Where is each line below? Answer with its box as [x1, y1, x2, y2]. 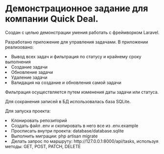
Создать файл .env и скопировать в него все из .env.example [11, 123, 139, 129]
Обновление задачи [11, 69, 53, 75]
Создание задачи [11, 64, 48, 70]
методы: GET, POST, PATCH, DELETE [5, 143, 81, 149]
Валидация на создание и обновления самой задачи [11, 79, 121, 86]
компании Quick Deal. [5, 13, 99, 24]
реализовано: [5, 44, 34, 50]
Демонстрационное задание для [5, 3, 148, 14]
